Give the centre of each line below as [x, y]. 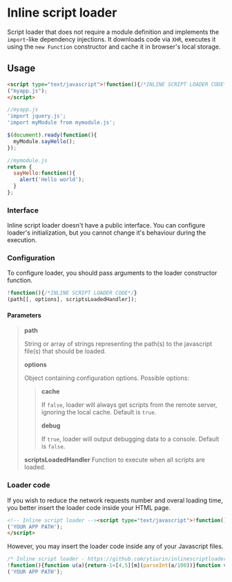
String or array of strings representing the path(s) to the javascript [118, 344]
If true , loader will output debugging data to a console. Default [130, 439]
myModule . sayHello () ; [45, 141]
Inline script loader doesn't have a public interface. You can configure [106, 226]
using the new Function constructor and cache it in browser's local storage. [114, 46]
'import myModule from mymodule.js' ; [61, 122]
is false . [53, 446]
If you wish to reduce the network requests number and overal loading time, [115, 500]
